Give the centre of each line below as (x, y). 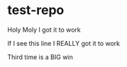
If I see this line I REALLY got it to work (64, 43)
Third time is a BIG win (40, 57)
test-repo (36, 10)
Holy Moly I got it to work (44, 30)
